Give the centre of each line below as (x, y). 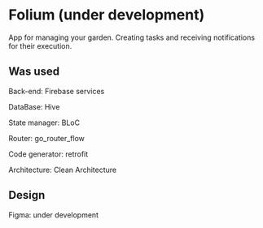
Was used (34, 72)
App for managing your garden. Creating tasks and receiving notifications (131, 37)
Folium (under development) (107, 15)
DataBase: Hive (34, 106)
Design (27, 195)
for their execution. (40, 45)
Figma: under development (54, 215)
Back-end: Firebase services (57, 91)
